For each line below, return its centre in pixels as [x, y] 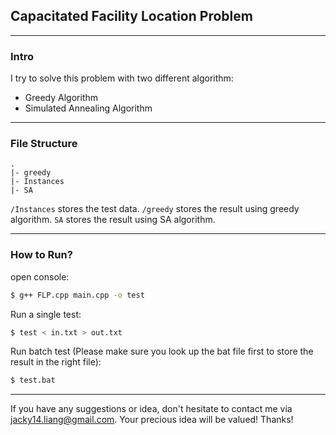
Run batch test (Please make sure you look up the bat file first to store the [162, 351]
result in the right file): [56, 362]
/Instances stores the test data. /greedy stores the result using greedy [155, 209]
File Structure [44, 144]
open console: [40, 276]
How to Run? [41, 255]
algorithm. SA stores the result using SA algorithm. [113, 220]
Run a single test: [46, 314]
